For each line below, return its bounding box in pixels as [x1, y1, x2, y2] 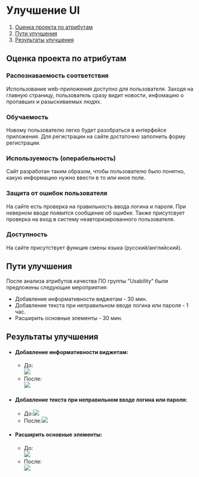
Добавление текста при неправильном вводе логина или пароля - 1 [14, 301, 189, 309]
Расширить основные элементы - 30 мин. [14, 314, 123, 321]
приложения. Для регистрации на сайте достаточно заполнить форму [6, 132, 186, 140]
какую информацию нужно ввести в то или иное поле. [6, 174, 146, 182]
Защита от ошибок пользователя [6, 189, 108, 198]
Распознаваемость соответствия [6, 71, 109, 80]
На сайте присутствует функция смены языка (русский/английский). [6, 244, 182, 251]
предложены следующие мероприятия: [6, 283, 108, 291]
